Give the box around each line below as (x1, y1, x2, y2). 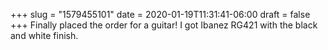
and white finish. (10, 30, 79, 41)
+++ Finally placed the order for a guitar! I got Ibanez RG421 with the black (10, 19, 318, 31)
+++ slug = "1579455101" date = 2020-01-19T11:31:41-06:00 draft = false (10, 9, 311, 20)
